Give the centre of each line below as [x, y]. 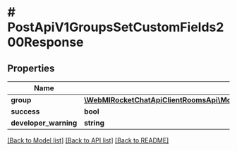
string [94, 123]
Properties [31, 68]
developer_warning [44, 123]
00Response [45, 42]
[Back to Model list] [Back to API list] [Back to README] [88, 140]
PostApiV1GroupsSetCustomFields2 [116, 27]
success [25, 111]
